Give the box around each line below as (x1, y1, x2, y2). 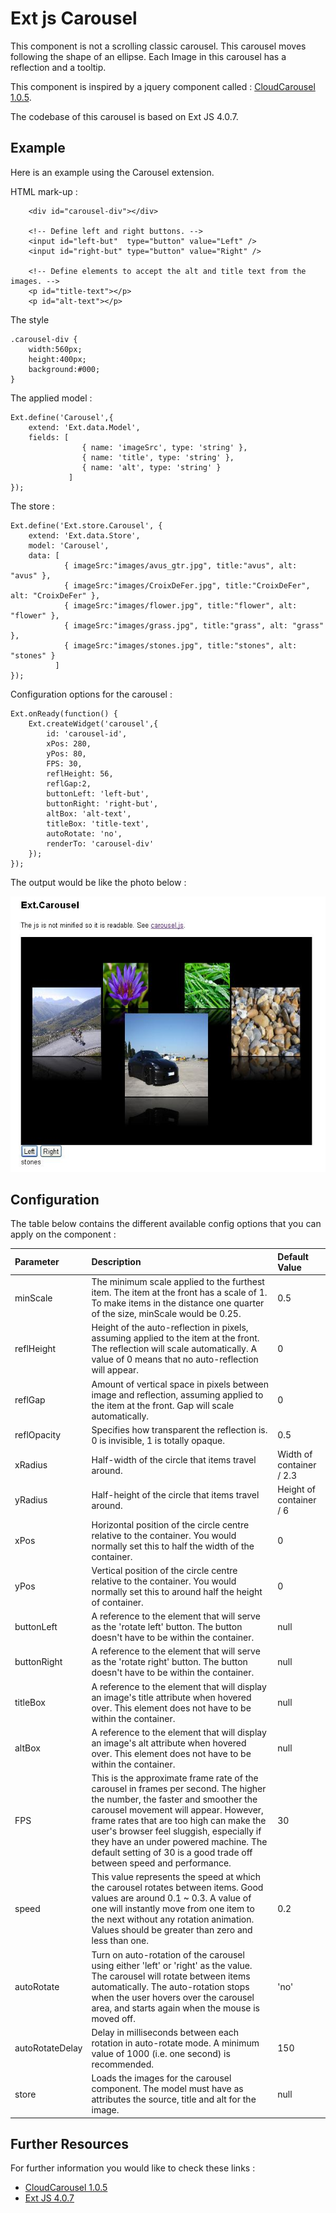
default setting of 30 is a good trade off (91, 1847, 253, 1859)
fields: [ (28, 432, 70, 442)
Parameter (14, 1256, 60, 1268)
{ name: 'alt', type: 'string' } (81, 462, 222, 472)
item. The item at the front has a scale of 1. (91, 1287, 268, 1299)
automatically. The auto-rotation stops (91, 1980, 250, 1992)
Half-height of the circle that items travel (91, 1488, 260, 1501)
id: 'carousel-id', (46, 728, 128, 739)
